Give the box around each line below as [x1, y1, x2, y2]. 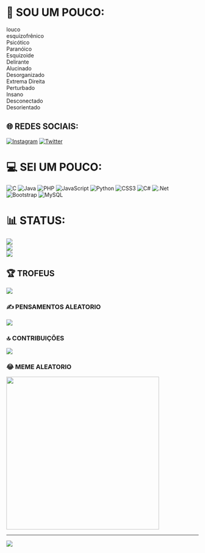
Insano [6, 90, 23, 98]
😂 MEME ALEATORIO [6, 362, 72, 371]
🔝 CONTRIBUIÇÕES [6, 334, 65, 342]
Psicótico [6, 38, 30, 46]
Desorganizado [6, 71, 45, 78]
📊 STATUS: [6, 213, 66, 227]
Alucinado [6, 64, 32, 72]
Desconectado [6, 97, 43, 104]
